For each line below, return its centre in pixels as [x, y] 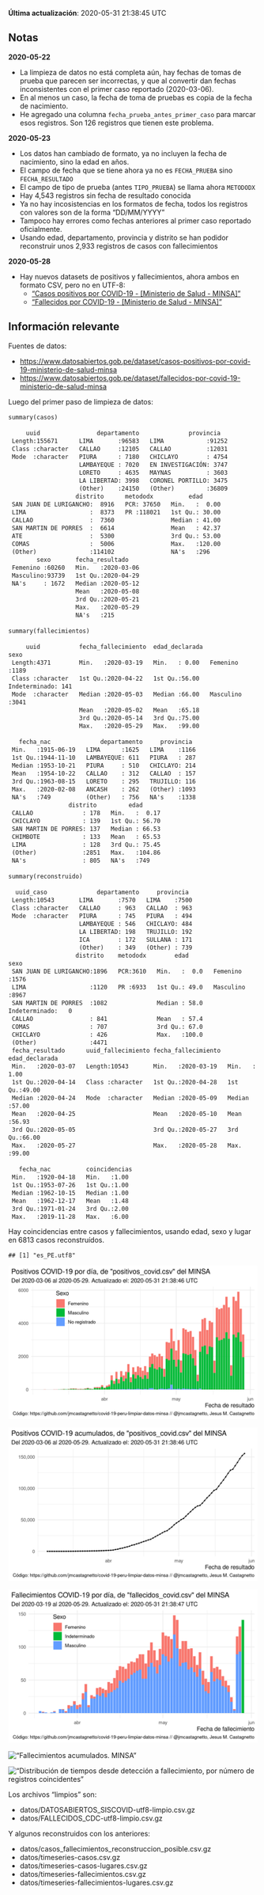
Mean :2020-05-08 [107, 591]
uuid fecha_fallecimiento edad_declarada [114, 647]
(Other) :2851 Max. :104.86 [86, 853]
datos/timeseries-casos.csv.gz [70, 1857]
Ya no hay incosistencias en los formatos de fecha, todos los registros [134, 203]
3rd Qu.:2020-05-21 [107, 599]
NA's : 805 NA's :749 [81, 860]
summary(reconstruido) [45, 876]
